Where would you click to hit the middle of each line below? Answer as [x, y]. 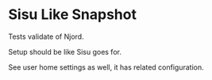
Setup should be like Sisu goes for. [65, 51]
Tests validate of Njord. [46, 36]
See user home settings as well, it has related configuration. [106, 67]
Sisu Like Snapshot [73, 15]
